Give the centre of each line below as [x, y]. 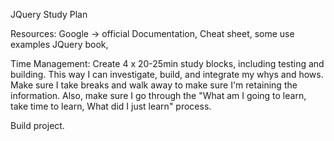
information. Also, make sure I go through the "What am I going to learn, [158, 95]
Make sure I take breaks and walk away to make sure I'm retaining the [154, 85]
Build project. [37, 125]
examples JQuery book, [59, 44]
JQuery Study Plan [49, 14]
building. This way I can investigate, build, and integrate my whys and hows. [167, 74]
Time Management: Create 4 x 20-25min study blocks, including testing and [167, 63]
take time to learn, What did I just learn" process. [111, 106]
